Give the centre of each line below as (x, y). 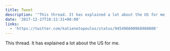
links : (12, 24)
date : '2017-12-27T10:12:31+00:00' (43, 19)
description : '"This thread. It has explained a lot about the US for (82, 15)
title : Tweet (19, 10)
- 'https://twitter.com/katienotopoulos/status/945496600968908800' (84, 29)
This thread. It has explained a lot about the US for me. (63, 43)
